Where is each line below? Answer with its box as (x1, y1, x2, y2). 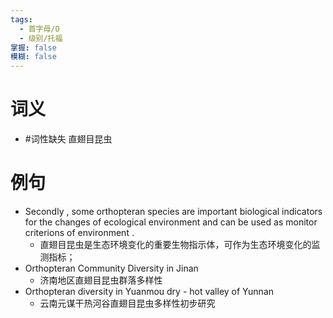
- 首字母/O (19, 24, 60, 34)
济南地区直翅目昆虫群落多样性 (39, 274, 163, 286)
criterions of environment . (24, 227, 135, 238)
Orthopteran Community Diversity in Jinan (24, 262, 199, 274)
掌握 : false (10, 42, 57, 53)
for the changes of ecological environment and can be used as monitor (24, 216, 318, 228)
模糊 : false (10, 52, 57, 62)
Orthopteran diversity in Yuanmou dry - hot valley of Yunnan (24, 286, 275, 297)
